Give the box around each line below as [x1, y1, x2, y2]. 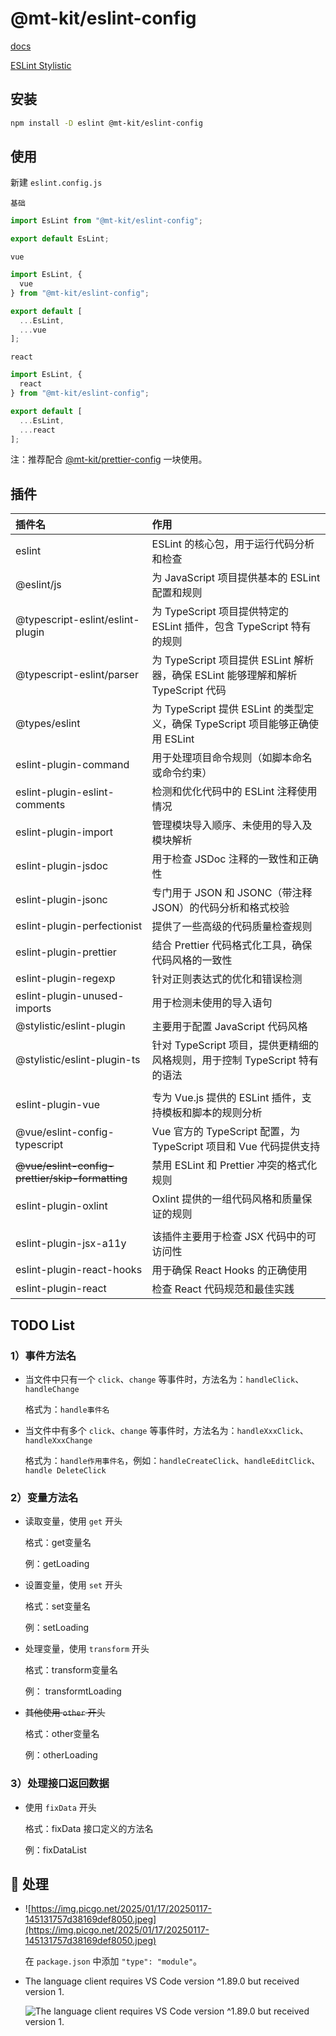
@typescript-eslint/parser [15, 668, 139, 682]
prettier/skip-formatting [15, 1172, 128, 1186]
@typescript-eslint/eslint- [15, 613, 140, 627]
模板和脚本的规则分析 [161, 1106, 263, 1120]
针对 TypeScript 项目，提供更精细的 [151, 1038, 320, 1052]
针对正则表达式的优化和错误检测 [151, 972, 303, 986]
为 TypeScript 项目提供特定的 [151, 605, 290, 619]
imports [15, 1002, 52, 1016]
